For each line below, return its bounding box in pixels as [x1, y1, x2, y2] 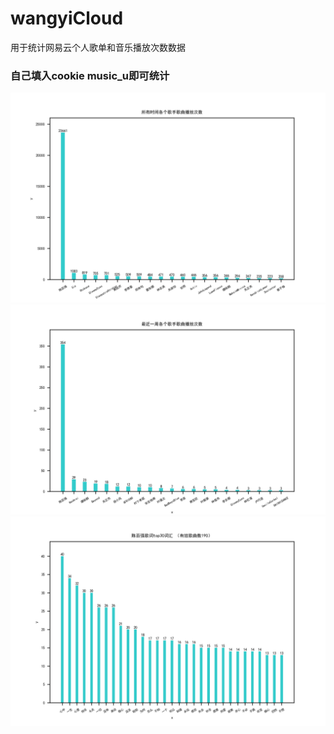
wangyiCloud [10, 7, 124, 30]
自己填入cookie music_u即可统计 [10, 68, 170, 82]
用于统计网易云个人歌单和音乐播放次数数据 [10, 41, 186, 53]
